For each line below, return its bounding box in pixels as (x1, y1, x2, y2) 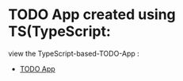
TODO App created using (8, 6, 176, 24)
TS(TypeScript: (8, 22, 111, 40)
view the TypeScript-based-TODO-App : (8, 48, 140, 58)
